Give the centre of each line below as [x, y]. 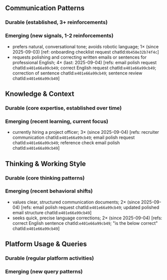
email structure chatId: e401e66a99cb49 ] [52, 212]
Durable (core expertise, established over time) [64, 108]
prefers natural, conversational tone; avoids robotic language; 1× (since [85, 46]
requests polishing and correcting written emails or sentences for [80, 57]
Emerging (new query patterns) [44, 272]
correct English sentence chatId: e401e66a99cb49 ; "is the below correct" [85, 223]
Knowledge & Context [40, 94]
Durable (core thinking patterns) [45, 178]
